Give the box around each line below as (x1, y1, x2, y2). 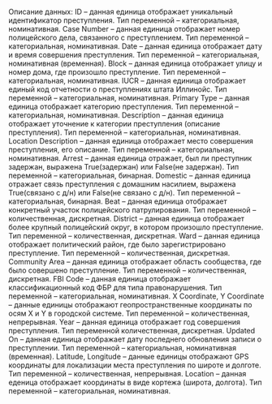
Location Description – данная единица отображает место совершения (8, 136, 253, 145)
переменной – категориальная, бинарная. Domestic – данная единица (8, 170, 252, 180)
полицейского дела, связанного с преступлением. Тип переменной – (8, 32, 249, 42)
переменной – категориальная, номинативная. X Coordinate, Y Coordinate (8, 291, 265, 301)
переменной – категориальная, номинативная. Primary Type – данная (8, 93, 250, 102)
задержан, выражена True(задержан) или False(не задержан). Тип (8, 162, 240, 171)
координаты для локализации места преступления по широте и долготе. (8, 360, 261, 370)
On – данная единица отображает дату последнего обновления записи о (8, 334, 262, 344)
